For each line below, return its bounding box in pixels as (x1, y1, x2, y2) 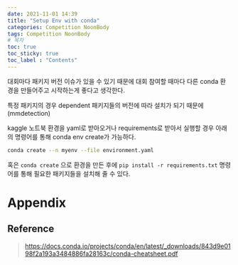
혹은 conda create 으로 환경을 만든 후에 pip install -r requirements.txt (7, 161, 218, 169)
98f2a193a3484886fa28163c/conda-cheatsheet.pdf (24, 249, 178, 258)
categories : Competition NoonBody (7, 23, 110, 31)
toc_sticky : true (7, 50, 59, 58)
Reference (7, 223, 55, 235)
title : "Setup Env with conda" (7, 17, 100, 24)
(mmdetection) (7, 109, 51, 117)
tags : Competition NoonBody (7, 30, 91, 38)
